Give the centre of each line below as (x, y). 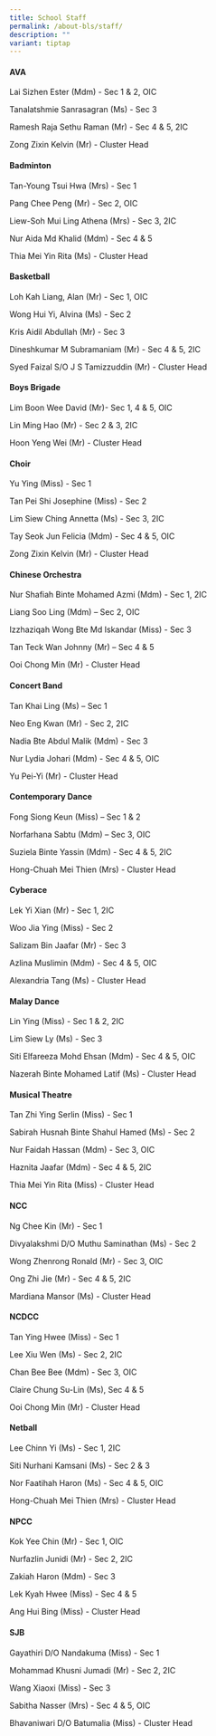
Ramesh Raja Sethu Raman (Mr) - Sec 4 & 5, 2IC (99, 127)
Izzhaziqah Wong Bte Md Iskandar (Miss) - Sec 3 (100, 629)
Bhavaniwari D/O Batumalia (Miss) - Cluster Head (101, 1722)
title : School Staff (48, 18)
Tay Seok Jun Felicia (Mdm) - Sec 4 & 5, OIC (92, 536)
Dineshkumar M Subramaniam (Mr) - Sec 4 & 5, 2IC (105, 349)
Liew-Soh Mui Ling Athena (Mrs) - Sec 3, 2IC (93, 221)
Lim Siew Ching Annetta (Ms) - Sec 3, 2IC (87, 519)
